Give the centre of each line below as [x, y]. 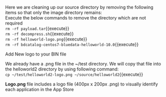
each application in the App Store [39, 89]
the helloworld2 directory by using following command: [62, 69]
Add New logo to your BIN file [36, 54]
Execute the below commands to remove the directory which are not [76, 18]
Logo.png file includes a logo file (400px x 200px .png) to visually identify [82, 84]
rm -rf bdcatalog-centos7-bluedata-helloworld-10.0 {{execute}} [72, 44]
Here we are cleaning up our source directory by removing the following [79, 7]
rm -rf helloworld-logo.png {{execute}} [46, 39]
